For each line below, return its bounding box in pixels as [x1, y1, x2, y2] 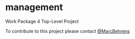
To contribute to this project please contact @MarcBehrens [5, 28, 130, 34]
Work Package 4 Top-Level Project [5, 18, 79, 24]
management [5, 2, 63, 13]
